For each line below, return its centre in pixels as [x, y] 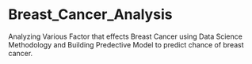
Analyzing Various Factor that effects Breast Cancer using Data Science [126, 36]
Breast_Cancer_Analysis [90, 15]
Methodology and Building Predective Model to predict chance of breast [126, 44]
